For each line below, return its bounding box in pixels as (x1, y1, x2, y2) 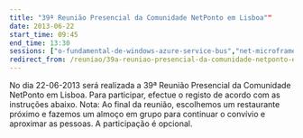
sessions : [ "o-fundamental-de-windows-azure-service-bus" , (9, 47, 236, 56)
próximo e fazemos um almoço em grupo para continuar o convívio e (9, 109, 266, 119)
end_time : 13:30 (9, 38, 70, 48)
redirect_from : (9, 55, 67, 64)
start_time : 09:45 (9, 30, 78, 39)
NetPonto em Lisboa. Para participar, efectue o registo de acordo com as (9, 89, 281, 100)
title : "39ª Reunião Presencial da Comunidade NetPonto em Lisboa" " (9, 13, 272, 23)
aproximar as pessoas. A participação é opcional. (9, 118, 193, 129)
